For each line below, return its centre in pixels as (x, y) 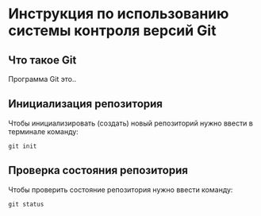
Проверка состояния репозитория (98, 170)
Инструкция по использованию (119, 14)
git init (23, 146)
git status (26, 204)
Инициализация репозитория (85, 104)
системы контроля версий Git (112, 31)
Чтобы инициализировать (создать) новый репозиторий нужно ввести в (131, 123)
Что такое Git (42, 60)
